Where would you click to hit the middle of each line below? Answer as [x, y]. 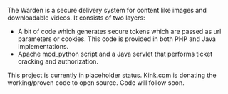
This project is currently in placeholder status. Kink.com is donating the [112, 75]
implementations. [43, 46]
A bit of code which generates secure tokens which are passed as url [119, 31]
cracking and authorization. [58, 61]
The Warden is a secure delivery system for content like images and [107, 10]
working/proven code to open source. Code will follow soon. [96, 83]
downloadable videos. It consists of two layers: [76, 18]
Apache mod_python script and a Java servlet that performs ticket [115, 54]
